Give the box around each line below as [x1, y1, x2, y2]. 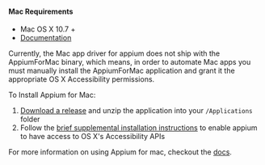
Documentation [19, 33, 72, 43]
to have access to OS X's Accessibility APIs [19, 132, 166, 142]
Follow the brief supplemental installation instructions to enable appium [19, 123, 258, 133]
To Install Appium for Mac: [8, 90, 96, 100]
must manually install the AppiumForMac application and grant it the [8, 66, 236, 76]
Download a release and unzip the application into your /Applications [19, 106, 253, 116]
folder [19, 114, 40, 125]
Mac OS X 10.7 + [19, 24, 76, 34]
